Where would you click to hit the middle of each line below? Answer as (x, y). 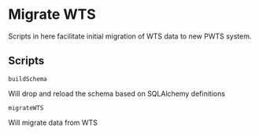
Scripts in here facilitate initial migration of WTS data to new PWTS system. (130, 36)
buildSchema (28, 79)
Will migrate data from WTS (53, 122)
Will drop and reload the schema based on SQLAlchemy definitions (117, 93)
